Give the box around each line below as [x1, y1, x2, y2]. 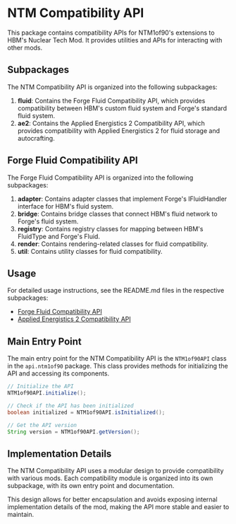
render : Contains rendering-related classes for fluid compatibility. [17, 239, 209, 248]
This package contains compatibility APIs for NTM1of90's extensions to [7, 28, 215, 37]
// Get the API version [7, 421, 77, 429]
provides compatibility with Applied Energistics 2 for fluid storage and [17, 126, 221, 135]
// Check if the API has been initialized [7, 402, 134, 409]
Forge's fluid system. [17, 217, 79, 226]
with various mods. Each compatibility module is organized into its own [7, 474, 213, 482]
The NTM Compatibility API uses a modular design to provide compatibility [7, 467, 224, 475]
